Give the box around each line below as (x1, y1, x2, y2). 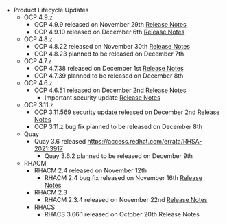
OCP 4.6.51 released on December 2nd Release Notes (34, 86, 187, 94)
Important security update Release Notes (44, 93, 161, 102)
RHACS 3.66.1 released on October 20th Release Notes (44, 210, 200, 219)
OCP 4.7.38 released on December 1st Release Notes (34, 65, 184, 72)
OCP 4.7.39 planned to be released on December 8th (34, 71, 184, 80)
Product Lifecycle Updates (13, 6, 89, 14)
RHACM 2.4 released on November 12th (34, 166, 147, 175)
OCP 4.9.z (23, 13, 53, 21)
